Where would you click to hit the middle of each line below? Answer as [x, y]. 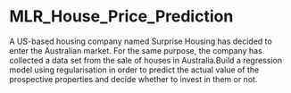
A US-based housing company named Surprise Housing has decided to [141, 41]
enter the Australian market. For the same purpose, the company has [136, 50]
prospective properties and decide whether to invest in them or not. [133, 79]
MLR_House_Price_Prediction [121, 17]
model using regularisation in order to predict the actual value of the [134, 70]
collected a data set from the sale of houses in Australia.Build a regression [146, 60]
